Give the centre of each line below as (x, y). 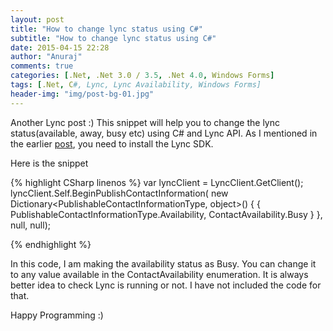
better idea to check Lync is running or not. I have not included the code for (166, 285)
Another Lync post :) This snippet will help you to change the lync (145, 122)
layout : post (37, 19)
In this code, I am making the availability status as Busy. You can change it (163, 263)
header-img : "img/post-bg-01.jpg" (82, 94)
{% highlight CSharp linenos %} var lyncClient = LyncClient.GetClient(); (157, 182)
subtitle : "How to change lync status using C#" (113, 38)
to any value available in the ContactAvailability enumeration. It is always (159, 274)
